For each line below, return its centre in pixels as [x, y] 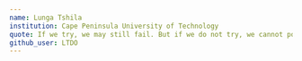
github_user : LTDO [44, 43]
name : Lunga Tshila [46, 17]
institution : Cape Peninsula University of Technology [114, 26]
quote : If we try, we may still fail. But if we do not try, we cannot [146, 34]
